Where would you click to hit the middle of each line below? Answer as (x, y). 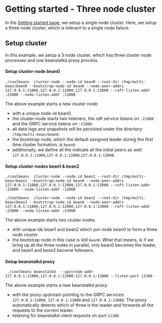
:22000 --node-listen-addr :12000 (40, 190)
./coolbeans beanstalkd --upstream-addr (50, 272)
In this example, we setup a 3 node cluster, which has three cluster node (78, 55)
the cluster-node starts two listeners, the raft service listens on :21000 (83, 118)
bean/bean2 (16, 202)
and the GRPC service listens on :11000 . (53, 124)
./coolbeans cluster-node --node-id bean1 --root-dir (62, 177)
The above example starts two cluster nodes (50, 220)
